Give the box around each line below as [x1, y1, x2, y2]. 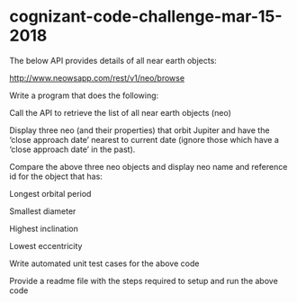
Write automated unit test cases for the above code [9, 258, 200, 269]
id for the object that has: [9, 171, 103, 182]
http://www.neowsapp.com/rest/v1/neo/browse [9, 72, 185, 83]
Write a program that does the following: [9, 90, 159, 101]
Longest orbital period [9, 188, 92, 199]
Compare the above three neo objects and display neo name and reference [9, 161, 288, 172]
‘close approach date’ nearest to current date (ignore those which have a [9, 134, 279, 145]
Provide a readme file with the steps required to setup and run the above [9, 275, 279, 286]
